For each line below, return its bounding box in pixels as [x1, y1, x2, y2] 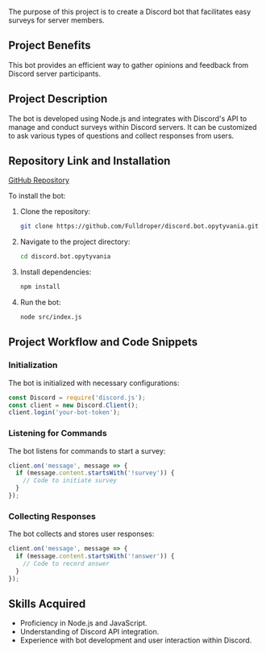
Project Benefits [8, 39, 91, 52]
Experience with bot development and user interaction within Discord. [19, 635, 252, 645]
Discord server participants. [8, 69, 101, 78]
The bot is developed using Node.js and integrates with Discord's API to [8, 113, 247, 123]
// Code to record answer [23, 559, 110, 567]
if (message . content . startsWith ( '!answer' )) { [15, 552, 175, 560]
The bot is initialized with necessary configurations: [8, 378, 180, 387]
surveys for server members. [8, 15, 105, 25]
